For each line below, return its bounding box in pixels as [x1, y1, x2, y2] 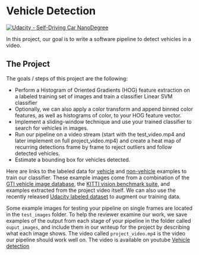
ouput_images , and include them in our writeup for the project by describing [6, 223, 190, 231]
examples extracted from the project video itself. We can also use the [6, 186, 176, 194]
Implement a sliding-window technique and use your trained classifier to [14, 118, 192, 125]
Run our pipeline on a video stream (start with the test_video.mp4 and [14, 130, 185, 138]
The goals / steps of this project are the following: [6, 74, 128, 82]
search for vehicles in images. [14, 124, 89, 132]
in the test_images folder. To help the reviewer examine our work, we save [6, 210, 188, 218]
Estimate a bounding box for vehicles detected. [14, 156, 131, 163]
